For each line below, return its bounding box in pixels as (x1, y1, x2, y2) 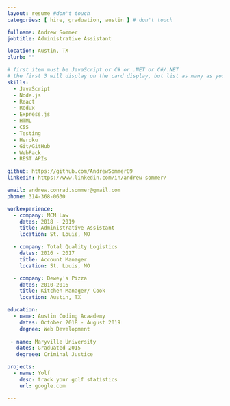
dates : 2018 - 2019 (19, 218, 75, 225)
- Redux (13, 104, 36, 112)
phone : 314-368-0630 (7, 193, 66, 200)
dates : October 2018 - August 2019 (19, 319, 121, 326)
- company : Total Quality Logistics (13, 243, 118, 250)
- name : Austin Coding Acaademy (13, 313, 106, 320)
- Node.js (13, 92, 41, 99)
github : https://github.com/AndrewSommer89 (7, 168, 133, 175)
